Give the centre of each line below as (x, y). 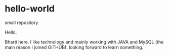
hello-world (30, 9)
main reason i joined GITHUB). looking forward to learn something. (74, 47)
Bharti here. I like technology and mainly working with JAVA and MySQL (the (84, 42)
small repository (22, 22)
